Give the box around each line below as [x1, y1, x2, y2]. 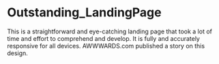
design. [7, 49, 29, 57]
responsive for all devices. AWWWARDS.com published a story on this [7, 42, 205, 50]
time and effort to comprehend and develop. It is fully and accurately [7, 34, 200, 42]
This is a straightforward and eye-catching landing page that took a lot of [7, 27, 213, 35]
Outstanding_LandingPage [7, 5, 162, 20]
